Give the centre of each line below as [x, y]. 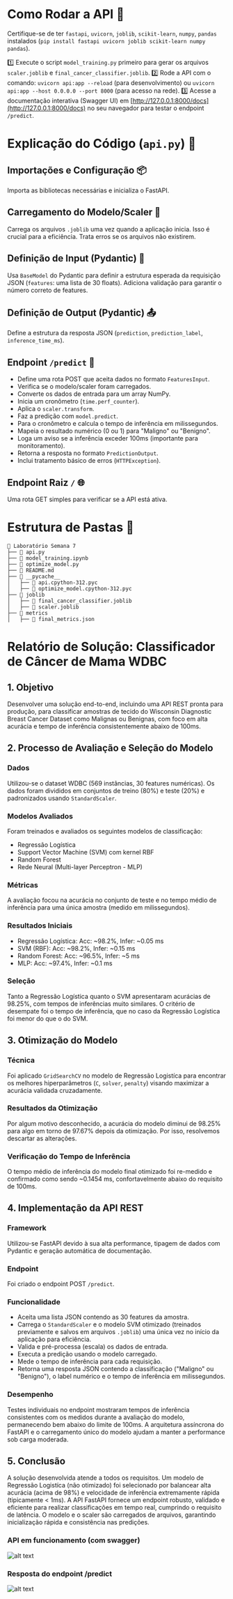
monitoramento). [41, 446]
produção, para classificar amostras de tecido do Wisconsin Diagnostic [110, 711]
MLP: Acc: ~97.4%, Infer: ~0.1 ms [65, 963]
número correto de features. [48, 290]
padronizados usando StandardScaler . [62, 798]
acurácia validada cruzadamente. [55, 1090]
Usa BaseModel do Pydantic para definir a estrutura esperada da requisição [114, 275]
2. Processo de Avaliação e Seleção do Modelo [110, 748]
